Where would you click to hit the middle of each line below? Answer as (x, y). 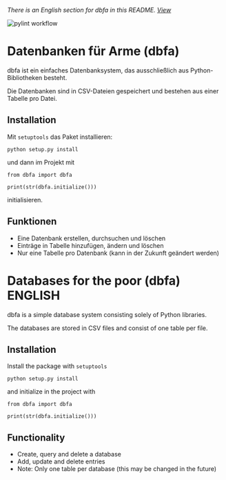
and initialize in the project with (51, 392)
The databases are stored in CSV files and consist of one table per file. (107, 328)
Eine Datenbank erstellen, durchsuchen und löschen (91, 238)
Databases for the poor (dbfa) (94, 281)
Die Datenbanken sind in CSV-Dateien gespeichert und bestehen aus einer (113, 91)
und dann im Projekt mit (41, 162)
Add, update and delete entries (61, 461)
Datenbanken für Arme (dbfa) (93, 51)
